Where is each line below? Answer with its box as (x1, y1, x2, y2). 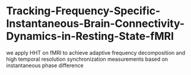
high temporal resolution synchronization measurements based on (6, 55, 168, 62)
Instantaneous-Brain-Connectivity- (6, 17, 185, 30)
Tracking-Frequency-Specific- (6, 4, 161, 18)
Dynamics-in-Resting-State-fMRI (6, 30, 174, 43)
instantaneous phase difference (6, 61, 84, 69)
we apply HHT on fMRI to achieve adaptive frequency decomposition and (6, 49, 186, 56)
